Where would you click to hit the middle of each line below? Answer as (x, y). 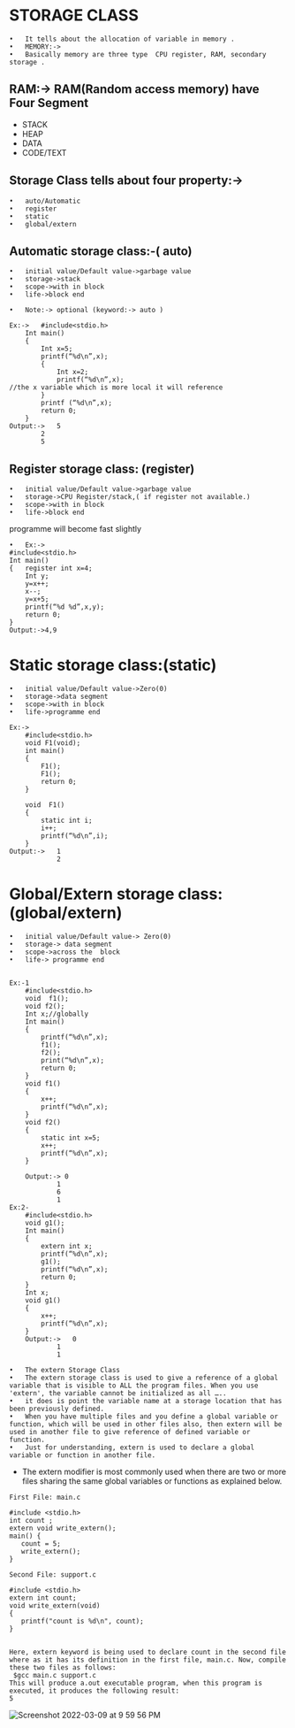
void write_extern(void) (55, 1606)
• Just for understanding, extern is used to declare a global (132, 1448)
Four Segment (49, 103)
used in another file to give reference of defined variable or (130, 1432)
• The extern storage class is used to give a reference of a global (144, 1378)
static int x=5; (71, 1138)
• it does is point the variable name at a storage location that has (146, 1402)
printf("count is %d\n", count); (82, 1621)
